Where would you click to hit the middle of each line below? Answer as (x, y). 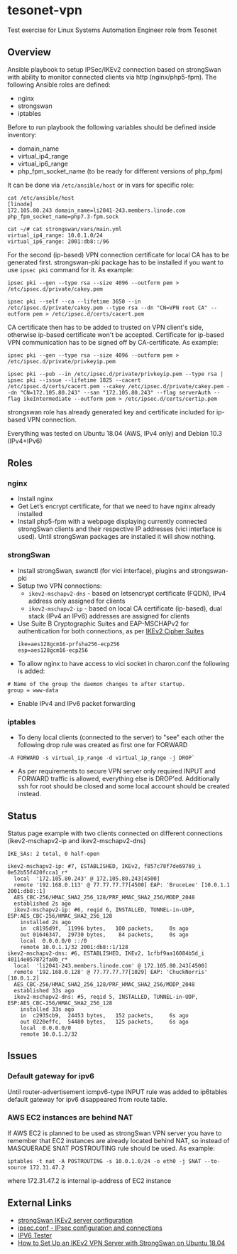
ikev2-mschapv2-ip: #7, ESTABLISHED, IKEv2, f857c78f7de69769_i (104, 866)
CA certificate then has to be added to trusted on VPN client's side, (106, 327)
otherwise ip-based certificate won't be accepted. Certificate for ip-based (116, 334)
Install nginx (35, 499)
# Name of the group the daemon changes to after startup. (97, 684)
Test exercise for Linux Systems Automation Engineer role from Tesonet (112, 30)
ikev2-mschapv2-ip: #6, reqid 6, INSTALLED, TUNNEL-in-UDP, (104, 910)
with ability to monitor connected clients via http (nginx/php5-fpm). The (112, 77)
